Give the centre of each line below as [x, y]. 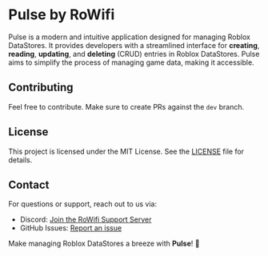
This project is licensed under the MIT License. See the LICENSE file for [126, 151]
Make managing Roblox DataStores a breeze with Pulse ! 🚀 [104, 244]
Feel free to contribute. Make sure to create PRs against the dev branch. [126, 106]
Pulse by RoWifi [62, 15]
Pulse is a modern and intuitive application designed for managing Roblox [129, 37]
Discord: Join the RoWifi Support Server [86, 220]
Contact [29, 184]
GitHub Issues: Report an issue [71, 228]
